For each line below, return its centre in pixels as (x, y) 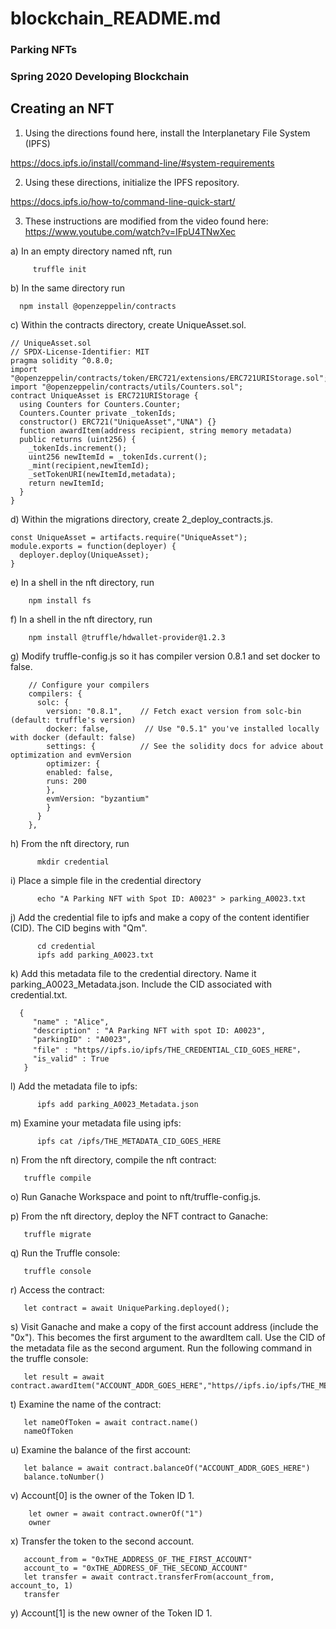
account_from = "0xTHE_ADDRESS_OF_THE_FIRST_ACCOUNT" (138, 1559)
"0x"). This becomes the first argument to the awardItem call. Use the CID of (168, 1337)
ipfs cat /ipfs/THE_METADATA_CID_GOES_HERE (129, 1141)
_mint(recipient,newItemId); (89, 465)
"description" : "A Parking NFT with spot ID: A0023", (149, 1030)
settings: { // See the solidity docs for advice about (185, 746)
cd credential (66, 946)
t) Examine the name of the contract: (86, 1404)
